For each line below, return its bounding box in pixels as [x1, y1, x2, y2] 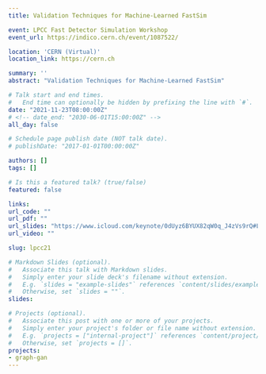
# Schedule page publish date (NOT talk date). [8, 135, 169, 143]
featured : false [8, 186, 62, 194]
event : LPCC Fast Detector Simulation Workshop [8, 25, 169, 34]
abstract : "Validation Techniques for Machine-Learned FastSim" [8, 77, 225, 85]
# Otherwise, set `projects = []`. [8, 339, 133, 347]
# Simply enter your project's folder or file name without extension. [8, 324, 257, 332]
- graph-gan [8, 354, 47, 362]
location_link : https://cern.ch [8, 55, 115, 64]
